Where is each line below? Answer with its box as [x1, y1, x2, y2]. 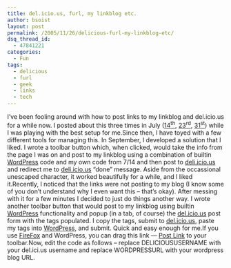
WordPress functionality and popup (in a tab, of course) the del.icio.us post [7, 209, 221, 218]
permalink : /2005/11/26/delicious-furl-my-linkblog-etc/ [7, 29, 174, 37]
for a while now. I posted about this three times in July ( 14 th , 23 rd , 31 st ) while [7, 120, 224, 129]
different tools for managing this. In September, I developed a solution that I [7, 135, 221, 144]
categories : [7, 49, 41, 56]
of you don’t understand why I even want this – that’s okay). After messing [7, 187, 218, 195]
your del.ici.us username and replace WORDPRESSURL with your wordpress [7, 246, 224, 254]
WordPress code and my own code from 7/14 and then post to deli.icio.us [7, 157, 216, 166]
